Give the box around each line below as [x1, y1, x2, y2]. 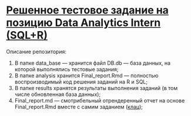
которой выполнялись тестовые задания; [14, 65, 119, 72]
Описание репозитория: [6, 48, 66, 55]
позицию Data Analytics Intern [6, 16, 161, 29]
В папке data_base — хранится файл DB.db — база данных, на [14, 59, 171, 67]
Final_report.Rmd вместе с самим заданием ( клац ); [14, 103, 143, 110]
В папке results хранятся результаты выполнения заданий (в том [14, 84, 178, 91]
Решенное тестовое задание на [6, 4, 169, 17]
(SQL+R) [6, 29, 48, 42]
